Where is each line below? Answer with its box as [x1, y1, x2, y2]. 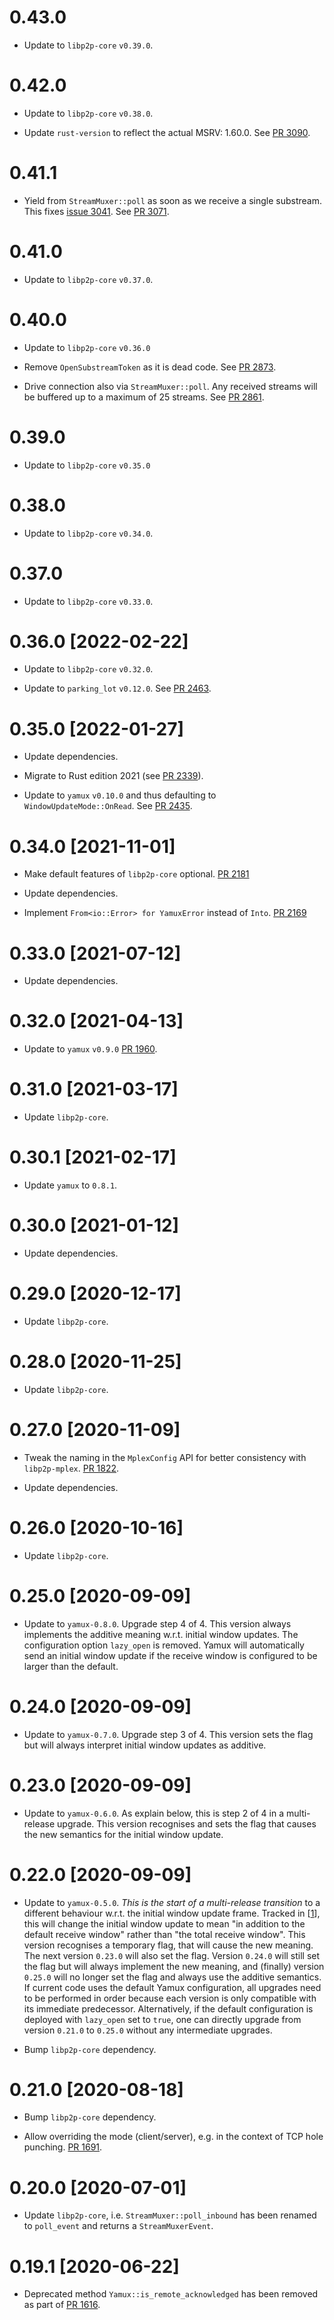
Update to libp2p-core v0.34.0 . [23, 527, 154, 539]
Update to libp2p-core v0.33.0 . [23, 595, 154, 607]
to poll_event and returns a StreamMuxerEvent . [23, 2220, 214, 2232]
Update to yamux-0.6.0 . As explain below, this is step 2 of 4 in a [23, 1807, 285, 1819]
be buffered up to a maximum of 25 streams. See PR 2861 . [23, 391, 265, 403]
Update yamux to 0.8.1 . [23, 1179, 118, 1191]
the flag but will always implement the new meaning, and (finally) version [23, 1960, 325, 1972]
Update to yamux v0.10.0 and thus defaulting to [23, 789, 217, 801]
